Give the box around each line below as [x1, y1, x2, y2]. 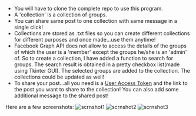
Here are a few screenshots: [5, 104, 74, 110]
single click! [14, 23, 44, 30]
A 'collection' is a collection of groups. [14, 11, 107, 18]
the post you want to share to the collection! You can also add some [14, 86, 179, 93]
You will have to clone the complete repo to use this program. [14, 5, 163, 12]
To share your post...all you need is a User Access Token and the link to [14, 80, 188, 87]
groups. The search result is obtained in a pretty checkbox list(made [14, 61, 180, 68]
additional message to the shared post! [14, 92, 109, 99]
